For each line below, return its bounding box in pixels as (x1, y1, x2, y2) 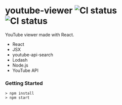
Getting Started (5, 79, 43, 86)
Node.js (12, 62, 29, 68)
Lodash (12, 57, 28, 63)
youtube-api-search (12, 52, 53, 58)
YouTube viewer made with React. (5, 32, 75, 37)
